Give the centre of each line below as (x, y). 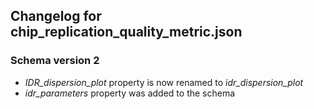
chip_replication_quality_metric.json (126, 32)
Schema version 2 (55, 61)
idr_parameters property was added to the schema (130, 93)
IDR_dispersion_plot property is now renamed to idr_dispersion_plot (164, 82)
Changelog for (56, 16)
